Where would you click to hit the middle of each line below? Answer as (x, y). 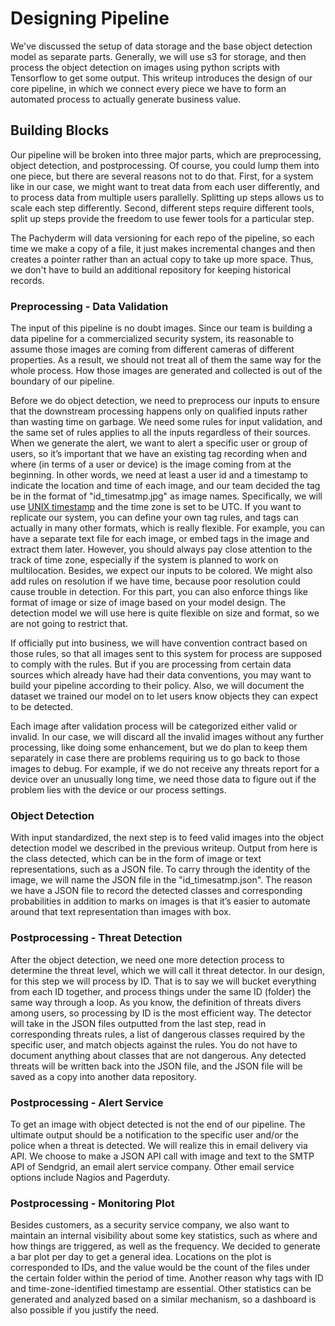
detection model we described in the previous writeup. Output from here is (164, 848)
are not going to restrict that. (69, 624)
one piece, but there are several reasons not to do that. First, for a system (162, 176)
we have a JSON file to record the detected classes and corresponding (156, 891)
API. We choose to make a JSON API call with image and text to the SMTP (162, 1156)
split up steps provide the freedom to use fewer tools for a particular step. (162, 218)
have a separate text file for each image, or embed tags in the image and (160, 539)
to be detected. (41, 707)
